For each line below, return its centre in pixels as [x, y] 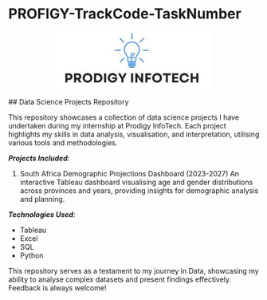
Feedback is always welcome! [57, 287]
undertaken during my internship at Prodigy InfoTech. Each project [118, 125]
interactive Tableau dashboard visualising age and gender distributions [136, 182]
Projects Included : [39, 158]
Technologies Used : [42, 214]
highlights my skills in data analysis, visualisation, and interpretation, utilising [134, 134]
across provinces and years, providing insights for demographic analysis [139, 190]
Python [31, 255]
